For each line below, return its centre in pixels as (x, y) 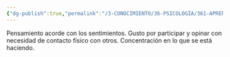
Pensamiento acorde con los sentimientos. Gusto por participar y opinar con (114, 33)
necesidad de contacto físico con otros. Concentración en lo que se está (109, 40)
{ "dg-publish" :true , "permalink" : (54, 13)
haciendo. (21, 47)
